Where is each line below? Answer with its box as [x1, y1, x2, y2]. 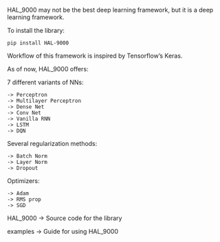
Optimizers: [7, 177, 40, 184]
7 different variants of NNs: [7, 78, 84, 86]
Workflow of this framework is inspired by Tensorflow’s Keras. [7, 51, 183, 60]
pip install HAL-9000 [7, 40, 69, 47]
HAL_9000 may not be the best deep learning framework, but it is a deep [7, 6, 214, 14]
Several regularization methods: [7, 140, 98, 147]
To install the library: [7, 27, 65, 34]
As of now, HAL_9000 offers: [7, 65, 89, 73]
